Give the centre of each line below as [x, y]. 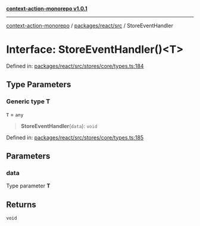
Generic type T [28, 101]
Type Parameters [39, 85]
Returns [21, 204]
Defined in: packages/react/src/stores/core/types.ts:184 [75, 66]
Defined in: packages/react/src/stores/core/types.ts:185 [75, 137]
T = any [15, 114]
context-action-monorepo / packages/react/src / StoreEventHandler [90, 26]
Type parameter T [28, 186]
